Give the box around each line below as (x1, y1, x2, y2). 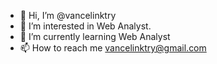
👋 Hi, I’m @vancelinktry (19, 10, 117, 21)
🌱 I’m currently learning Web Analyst (19, 31, 171, 42)
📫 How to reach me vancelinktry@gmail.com (19, 42, 207, 54)
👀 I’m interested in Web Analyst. (19, 20, 152, 32)
